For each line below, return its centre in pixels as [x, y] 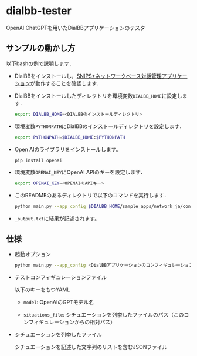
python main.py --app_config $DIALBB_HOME [67, 207]
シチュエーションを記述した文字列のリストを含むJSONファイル [91, 347]
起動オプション [33, 254]
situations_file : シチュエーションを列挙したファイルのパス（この [103, 314]
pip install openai [38, 160]
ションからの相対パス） [87, 322]
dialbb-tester [39, 11]
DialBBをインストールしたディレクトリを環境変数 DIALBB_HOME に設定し [98, 96]
